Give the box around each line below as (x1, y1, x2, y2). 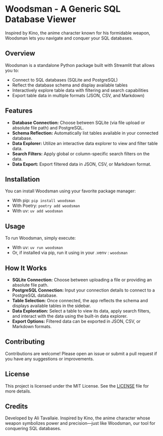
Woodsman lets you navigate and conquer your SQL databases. (5, 35, 133, 41)
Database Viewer (5, 14, 77, 25)
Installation (5, 175, 40, 184)
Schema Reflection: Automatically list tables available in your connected (12, 130, 159, 136)
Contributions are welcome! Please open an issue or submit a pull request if (5, 351, 157, 356)
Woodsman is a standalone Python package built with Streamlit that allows (5, 62, 155, 68)
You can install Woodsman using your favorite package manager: (5, 188, 136, 194)
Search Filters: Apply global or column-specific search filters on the (12, 150, 150, 157)
